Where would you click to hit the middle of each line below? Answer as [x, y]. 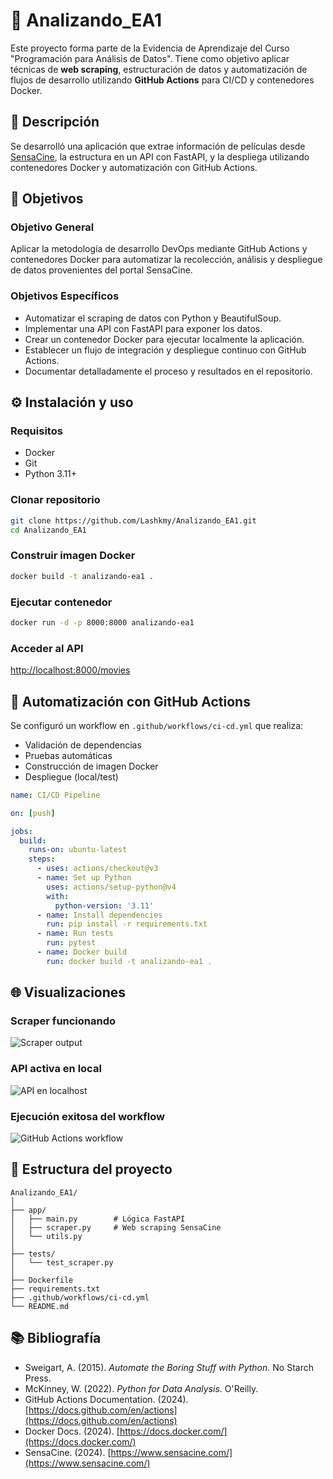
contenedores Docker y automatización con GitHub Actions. [134, 167]
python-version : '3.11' [104, 905]
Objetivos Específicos [65, 296]
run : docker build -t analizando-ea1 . [129, 961]
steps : [42, 859]
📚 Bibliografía [56, 1338]
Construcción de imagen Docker [91, 766]
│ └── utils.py [46, 1236]
